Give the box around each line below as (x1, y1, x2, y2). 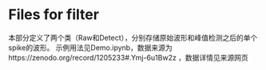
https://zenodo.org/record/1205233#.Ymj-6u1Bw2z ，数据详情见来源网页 (8, 52, 249, 62)
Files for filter (8, 6, 100, 24)
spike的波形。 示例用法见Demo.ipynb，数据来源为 (8, 42, 173, 52)
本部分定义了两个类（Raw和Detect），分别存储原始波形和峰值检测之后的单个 (8, 33, 258, 42)
